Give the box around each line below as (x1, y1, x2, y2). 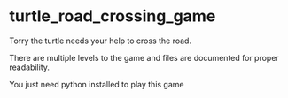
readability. (9, 62, 51, 72)
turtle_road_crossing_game (9, 6, 216, 26)
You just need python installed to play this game (9, 79, 184, 89)
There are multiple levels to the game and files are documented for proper (9, 52, 279, 63)
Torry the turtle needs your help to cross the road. (9, 35, 192, 46)
